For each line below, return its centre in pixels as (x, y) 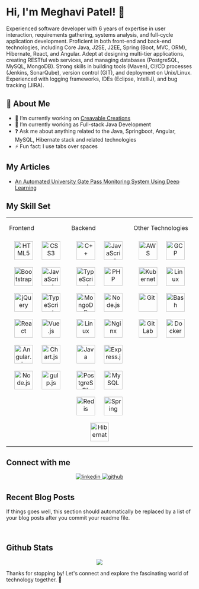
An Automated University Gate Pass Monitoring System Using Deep (97, 181)
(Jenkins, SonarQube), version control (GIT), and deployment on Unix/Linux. (99, 72)
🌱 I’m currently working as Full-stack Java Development (83, 124)
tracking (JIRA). (25, 85)
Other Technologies (161, 228)
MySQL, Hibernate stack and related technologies (76, 139)
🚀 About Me (28, 104)
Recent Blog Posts (41, 497)
